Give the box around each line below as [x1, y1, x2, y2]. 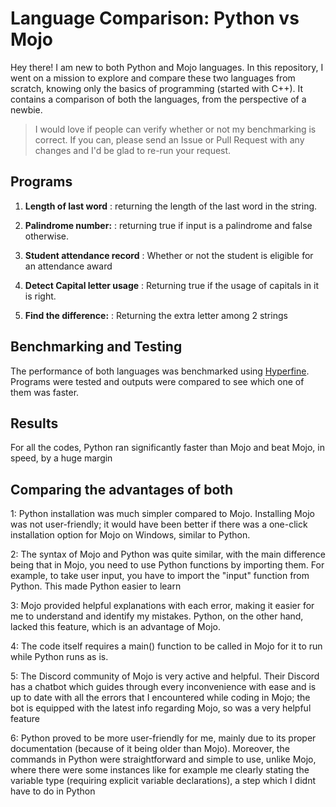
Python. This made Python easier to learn [10, 580, 182, 592]
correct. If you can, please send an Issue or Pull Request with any [34, 133, 305, 146]
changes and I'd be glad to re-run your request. [34, 144, 232, 156]
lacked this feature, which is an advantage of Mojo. [10, 621, 221, 633]
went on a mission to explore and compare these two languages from [10, 72, 296, 84]
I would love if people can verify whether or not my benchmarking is [34, 123, 317, 135]
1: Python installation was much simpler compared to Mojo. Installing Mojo [10, 508, 315, 520]
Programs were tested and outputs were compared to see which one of [10, 375, 305, 387]
